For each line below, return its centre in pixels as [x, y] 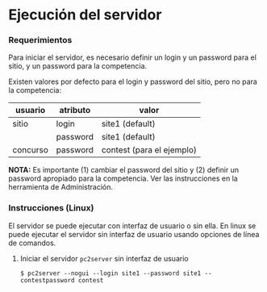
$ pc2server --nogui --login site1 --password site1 [111, 273]
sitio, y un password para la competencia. [78, 66]
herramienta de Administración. [61, 187]
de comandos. [32, 243]
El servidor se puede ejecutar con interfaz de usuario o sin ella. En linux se [132, 225]
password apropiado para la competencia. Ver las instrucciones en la [123, 178]
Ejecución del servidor [85, 15]
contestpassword [47, 280]
